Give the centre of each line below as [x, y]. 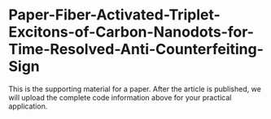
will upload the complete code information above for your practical [120, 97]
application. [28, 106]
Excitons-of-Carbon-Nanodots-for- [131, 32]
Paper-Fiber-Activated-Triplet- [115, 15]
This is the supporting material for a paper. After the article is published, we [135, 89]
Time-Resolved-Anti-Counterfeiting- [136, 49]
